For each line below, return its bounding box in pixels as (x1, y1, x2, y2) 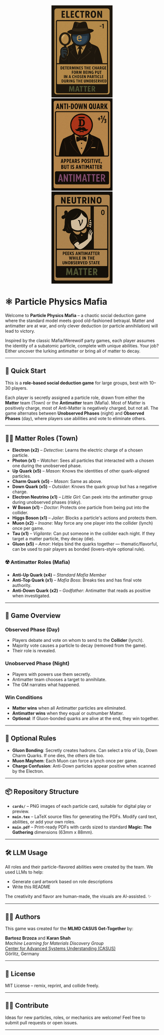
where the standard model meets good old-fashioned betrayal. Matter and (5, 318, 154, 323)
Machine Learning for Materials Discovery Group (5, 940, 104, 946)
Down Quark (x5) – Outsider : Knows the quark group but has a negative (12, 484, 157, 490)
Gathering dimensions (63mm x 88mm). (12, 829, 94, 835)
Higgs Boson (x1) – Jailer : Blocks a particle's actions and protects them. (12, 515, 158, 521)
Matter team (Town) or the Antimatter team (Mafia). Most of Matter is (5, 399, 145, 405)
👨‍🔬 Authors (5, 912, 41, 921)
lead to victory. (5, 328, 35, 334)
